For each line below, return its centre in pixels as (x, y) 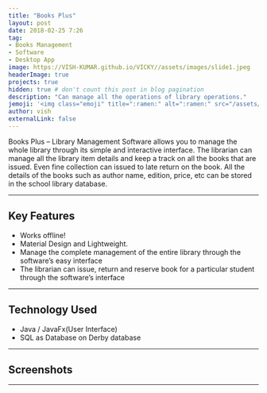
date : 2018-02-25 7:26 (46, 30)
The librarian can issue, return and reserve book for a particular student (137, 269)
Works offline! (43, 235)
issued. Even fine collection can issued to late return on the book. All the (127, 167)
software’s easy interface (61, 260)
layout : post (30, 23)
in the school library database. (58, 183)
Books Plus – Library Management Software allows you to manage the (123, 141)
